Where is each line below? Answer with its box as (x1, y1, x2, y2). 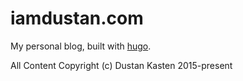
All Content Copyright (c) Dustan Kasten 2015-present (10, 59, 233, 71)
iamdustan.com (10, 7, 144, 30)
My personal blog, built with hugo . (10, 40, 152, 52)
